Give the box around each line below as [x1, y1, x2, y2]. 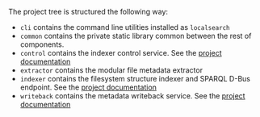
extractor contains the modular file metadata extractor [19, 65, 203, 75]
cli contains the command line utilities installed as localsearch [19, 23, 230, 31]
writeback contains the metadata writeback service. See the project [19, 91, 245, 100]
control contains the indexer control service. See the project [19, 48, 222, 57]
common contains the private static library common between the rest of [19, 31, 252, 40]
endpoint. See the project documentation [19, 82, 157, 92]
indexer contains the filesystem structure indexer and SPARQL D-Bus [19, 74, 250, 83]
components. [19, 40, 65, 49]
